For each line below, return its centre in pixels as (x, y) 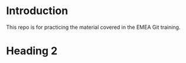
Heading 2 (32, 51)
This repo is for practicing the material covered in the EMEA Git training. (93, 27)
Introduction (37, 11)
